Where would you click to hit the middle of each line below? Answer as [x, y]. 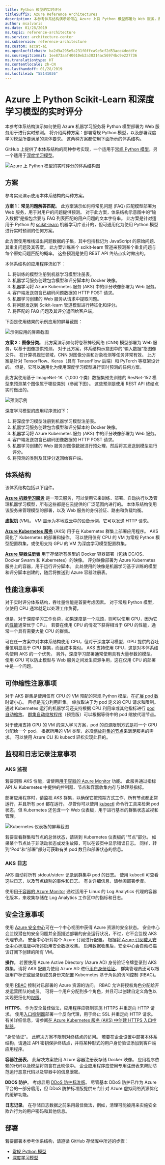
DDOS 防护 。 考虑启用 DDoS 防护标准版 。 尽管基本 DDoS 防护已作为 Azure [81, 1082]
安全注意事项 [25, 914]
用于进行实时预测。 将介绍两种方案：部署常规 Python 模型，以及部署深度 [83, 132]
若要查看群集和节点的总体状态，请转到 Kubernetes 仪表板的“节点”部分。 [78, 837]
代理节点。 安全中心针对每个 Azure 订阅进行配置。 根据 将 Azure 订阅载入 [79, 939]
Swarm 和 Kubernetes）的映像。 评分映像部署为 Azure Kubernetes [88, 560]
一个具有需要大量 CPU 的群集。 [41, 631]
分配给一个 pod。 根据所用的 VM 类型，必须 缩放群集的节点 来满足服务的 [77, 731]
